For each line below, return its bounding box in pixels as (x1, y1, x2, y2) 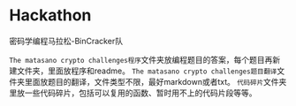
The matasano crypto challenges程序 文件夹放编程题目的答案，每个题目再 (9, 54, 273, 64)
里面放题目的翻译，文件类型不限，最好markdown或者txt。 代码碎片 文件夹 (24, 76, 287, 87)
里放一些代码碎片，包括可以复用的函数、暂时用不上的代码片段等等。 (9, 87, 257, 98)
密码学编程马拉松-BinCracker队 (9, 35, 124, 46)
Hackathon (9, 5, 92, 26)
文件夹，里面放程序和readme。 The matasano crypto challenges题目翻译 (16, 65, 277, 76)
